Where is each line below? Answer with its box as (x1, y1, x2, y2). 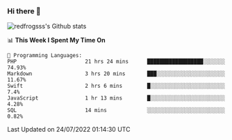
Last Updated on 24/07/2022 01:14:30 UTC (7, 125, 131, 134)
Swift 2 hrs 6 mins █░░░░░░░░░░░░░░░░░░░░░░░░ (7, 83, 226, 90)
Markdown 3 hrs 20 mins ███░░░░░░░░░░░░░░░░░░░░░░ (7, 70, 226, 77)
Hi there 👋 (7, 6, 42, 16)
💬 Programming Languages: (7, 52, 82, 59)
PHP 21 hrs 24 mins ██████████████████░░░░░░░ (7, 59, 226, 65)
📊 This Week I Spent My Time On (7, 36, 106, 45)
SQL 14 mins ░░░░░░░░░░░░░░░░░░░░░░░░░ (7, 107, 226, 114)
